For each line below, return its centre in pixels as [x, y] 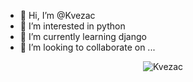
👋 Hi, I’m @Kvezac [57, 15]
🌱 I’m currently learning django [83, 36]
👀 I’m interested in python [72, 26]
